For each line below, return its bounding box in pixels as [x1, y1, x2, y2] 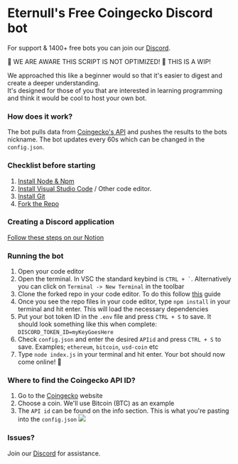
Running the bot [7, 251, 64, 261]
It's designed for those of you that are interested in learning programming [7, 86, 222, 95]
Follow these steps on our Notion [7, 233, 104, 242]
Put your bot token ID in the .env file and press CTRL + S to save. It [17, 313, 212, 321]
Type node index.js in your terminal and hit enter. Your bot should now [17, 350, 225, 359]
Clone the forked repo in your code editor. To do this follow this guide [17, 290, 222, 298]
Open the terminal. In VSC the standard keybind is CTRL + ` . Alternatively [17, 275, 232, 284]
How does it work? [7, 112, 73, 122]
